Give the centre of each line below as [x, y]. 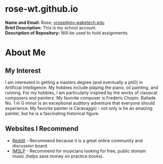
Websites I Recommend [42, 129]
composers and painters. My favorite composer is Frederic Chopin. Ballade [81, 98]
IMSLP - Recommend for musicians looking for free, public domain [79, 151]
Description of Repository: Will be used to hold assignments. [67, 33]
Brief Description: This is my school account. [51, 27]
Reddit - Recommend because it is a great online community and [77, 141]
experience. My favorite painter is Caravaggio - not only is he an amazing [79, 108]
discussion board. [30, 145]
